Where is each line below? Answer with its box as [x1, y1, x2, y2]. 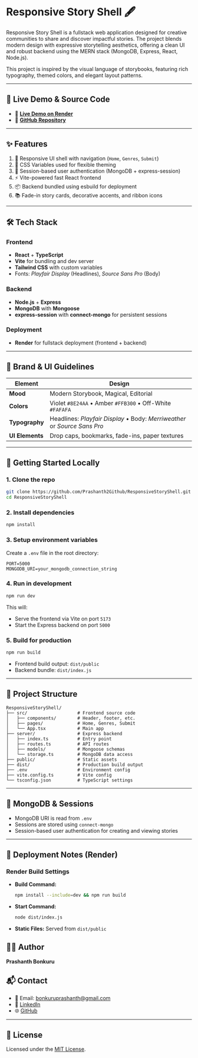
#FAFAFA [49, 406, 71, 413]
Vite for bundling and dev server [14, 258, 94, 265]
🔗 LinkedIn [14, 1001, 41, 1008]
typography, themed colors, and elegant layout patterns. [6, 72, 143, 79]
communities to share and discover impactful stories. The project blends [6, 35, 182, 42]
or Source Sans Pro [49, 421, 104, 430]
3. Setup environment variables [6, 536, 98, 544]
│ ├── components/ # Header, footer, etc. [6, 715, 136, 721]
